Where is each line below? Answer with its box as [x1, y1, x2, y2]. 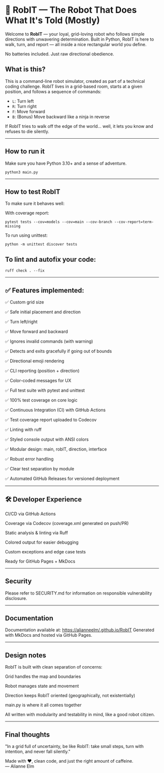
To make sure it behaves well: [5, 200, 65, 206]
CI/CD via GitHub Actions [5, 511, 56, 517]
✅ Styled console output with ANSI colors [5, 436, 89, 442]
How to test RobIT [5, 187, 61, 196]
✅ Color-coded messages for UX [5, 377, 72, 383]
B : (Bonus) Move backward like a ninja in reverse [12, 114, 110, 120]
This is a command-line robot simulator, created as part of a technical [5, 78, 145, 84]
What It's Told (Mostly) [5, 15, 100, 26]
